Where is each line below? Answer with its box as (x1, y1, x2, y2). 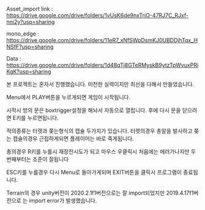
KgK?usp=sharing (6, 68, 51, 75)
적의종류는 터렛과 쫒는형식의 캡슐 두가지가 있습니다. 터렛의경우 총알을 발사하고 (6, 127, 193, 134)
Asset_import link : (6, 6, 53, 12)
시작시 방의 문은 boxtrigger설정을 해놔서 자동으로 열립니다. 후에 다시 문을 (6, 107, 181, 114)
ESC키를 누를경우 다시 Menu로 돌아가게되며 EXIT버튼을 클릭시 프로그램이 (6, 168, 182, 176)
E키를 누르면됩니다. (12, 114, 59, 121)
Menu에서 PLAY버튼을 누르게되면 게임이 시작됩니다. (6, 94, 130, 100)
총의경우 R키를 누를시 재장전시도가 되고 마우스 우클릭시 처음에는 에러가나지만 (6, 148, 190, 155)
